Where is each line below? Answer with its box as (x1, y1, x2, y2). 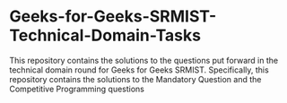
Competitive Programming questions (9, 83, 145, 94)
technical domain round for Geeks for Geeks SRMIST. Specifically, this (9, 64, 269, 75)
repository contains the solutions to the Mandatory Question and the (9, 73, 262, 84)
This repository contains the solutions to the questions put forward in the (9, 55, 279, 65)
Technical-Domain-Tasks (9, 25, 202, 46)
